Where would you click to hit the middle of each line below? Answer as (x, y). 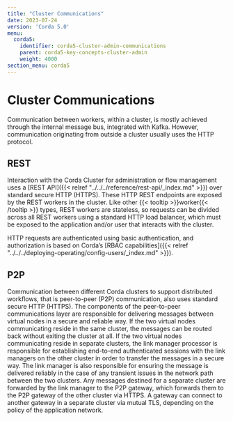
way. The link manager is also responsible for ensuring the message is (108, 366)
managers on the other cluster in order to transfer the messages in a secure (116, 358)
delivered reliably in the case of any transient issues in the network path (110, 373)
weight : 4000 (39, 59)
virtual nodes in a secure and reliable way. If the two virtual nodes (102, 321)
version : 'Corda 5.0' (39, 26)
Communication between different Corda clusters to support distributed (110, 292)
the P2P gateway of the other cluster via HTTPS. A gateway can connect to (115, 395)
